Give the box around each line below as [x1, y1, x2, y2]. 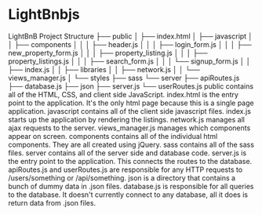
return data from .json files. [8, 198, 96, 207]
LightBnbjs [8, 5, 80, 24]
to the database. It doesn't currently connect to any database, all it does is [8, 190, 249, 199]
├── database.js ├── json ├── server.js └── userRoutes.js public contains [8, 81, 253, 91]
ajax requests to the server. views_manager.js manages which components [8, 123, 251, 133]
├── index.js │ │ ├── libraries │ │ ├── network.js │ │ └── [8, 64, 200, 74]
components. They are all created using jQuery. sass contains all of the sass [8, 140, 255, 149]
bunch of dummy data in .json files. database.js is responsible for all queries [8, 181, 254, 191]
